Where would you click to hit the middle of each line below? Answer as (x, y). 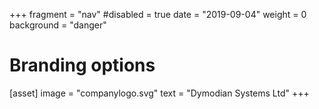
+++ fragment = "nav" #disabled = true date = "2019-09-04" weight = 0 (158, 14)
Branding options (82, 65)
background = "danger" (58, 25)
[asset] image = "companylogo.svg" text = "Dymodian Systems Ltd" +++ (159, 93)
